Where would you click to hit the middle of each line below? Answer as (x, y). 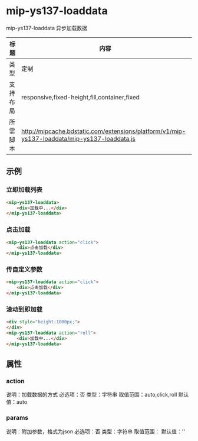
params (17, 418)
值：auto (17, 402)
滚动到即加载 (24, 310)
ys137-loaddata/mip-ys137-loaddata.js (78, 138)
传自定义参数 (24, 270)
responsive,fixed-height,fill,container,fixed (81, 97)
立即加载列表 (24, 190)
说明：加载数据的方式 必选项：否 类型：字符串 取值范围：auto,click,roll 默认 (98, 395)
